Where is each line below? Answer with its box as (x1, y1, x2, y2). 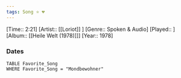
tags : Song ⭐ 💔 (6, 8, 45, 15)
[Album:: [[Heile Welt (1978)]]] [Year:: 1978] (6, 31, 113, 39)
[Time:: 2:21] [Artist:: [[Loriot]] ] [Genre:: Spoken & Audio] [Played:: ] (6, 25, 176, 33)
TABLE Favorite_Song (6, 60, 59, 67)
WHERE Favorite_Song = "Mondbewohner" (6, 66, 104, 72)
